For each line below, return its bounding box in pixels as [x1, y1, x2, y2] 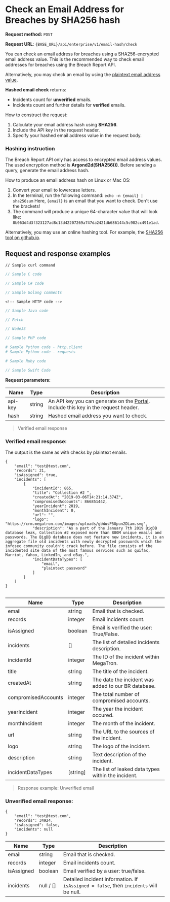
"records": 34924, [14, 818, 53, 823]
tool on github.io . [5, 235, 40, 241]
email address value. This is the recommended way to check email [5, 56, 144, 62]
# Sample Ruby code [5, 358, 47, 363]
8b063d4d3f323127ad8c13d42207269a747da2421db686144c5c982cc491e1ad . [12, 219, 159, 225]
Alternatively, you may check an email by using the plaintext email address [5, 71, 161, 77]
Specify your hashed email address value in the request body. [12, 132, 142, 138]
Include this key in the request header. [48, 404, 139, 411]
